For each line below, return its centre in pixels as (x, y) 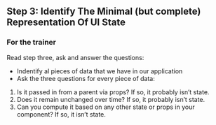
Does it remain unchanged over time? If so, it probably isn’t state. (111, 99)
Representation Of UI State (66, 23)
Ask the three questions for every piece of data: (86, 78)
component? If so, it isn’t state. (61, 114)
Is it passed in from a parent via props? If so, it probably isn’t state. (113, 92)
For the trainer (32, 43)
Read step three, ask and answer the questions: (75, 57)
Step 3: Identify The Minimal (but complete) (104, 12)
